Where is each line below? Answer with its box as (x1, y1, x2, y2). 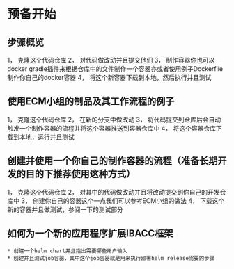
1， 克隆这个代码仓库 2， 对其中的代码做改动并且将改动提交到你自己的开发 (7, 188, 221, 196)
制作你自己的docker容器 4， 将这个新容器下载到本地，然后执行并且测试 (7, 74, 212, 81)
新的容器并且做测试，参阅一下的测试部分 (7, 205, 123, 213)
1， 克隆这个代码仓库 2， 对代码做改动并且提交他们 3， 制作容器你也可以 (7, 56, 215, 64)
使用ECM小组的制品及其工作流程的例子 (7, 95, 175, 108)
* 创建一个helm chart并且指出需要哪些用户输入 (7, 247, 128, 254)
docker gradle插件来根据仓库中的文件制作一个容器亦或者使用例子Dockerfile (7, 65, 224, 73)
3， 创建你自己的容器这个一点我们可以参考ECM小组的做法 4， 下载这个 (20, 196, 225, 205)
